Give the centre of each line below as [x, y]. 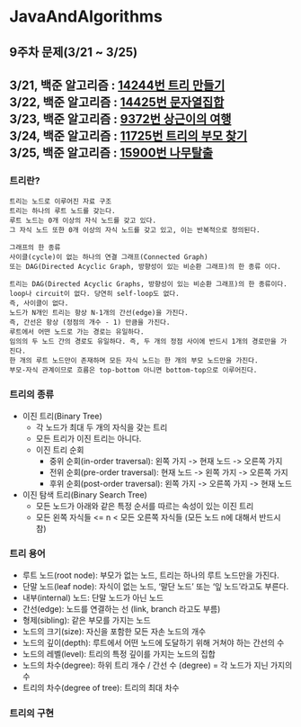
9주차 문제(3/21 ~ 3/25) [73, 52]
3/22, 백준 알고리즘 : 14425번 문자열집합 [117, 102]
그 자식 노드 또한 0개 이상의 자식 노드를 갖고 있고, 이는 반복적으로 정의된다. [135, 230]
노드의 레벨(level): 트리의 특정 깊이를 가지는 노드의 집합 [119, 653]
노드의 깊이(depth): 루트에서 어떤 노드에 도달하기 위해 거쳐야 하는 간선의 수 [153, 642]
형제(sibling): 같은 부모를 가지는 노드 [86, 620]
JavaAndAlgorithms [86, 17]
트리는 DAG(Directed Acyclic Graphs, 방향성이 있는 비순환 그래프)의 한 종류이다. [148, 284]
